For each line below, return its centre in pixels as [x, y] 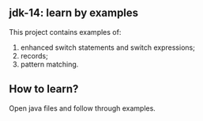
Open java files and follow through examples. [83, 108]
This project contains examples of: [65, 32]
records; [34, 55]
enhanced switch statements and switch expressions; [108, 47]
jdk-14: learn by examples [74, 13]
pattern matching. [49, 64]
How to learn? [44, 89]
